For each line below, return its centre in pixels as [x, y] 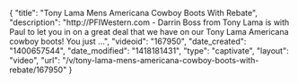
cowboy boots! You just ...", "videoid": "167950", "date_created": [128, 41]
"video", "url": [35, 60]
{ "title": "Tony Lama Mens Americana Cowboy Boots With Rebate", [134, 13]
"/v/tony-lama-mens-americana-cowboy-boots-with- [161, 60]
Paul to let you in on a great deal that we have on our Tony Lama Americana [149, 32]
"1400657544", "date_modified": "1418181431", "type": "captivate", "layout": [149, 51]
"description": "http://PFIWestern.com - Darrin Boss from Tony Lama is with [149, 22]
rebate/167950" [38, 70]
